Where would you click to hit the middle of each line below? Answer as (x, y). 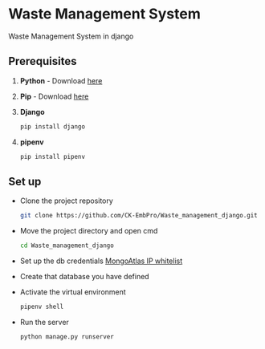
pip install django (53, 126)
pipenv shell (42, 307)
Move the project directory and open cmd (89, 231)
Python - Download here (61, 80)
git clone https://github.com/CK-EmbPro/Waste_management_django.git (139, 216)
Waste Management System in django (71, 36)
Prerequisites (43, 61)
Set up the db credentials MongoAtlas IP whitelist (101, 261)
